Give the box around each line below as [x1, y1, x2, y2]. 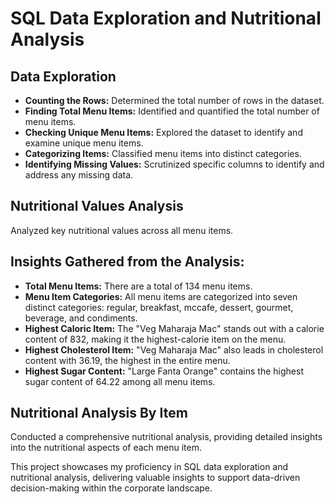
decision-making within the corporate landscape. [10, 482, 213, 494]
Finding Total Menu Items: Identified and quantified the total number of [24, 105, 320, 117]
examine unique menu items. [24, 137, 144, 149]
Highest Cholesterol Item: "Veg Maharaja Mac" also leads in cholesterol [24, 343, 324, 356]
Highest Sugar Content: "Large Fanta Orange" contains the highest [24, 365, 304, 377]
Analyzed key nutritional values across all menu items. [10, 224, 234, 236]
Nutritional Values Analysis [10, 198, 184, 215]
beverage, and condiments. [24, 312, 138, 324]
